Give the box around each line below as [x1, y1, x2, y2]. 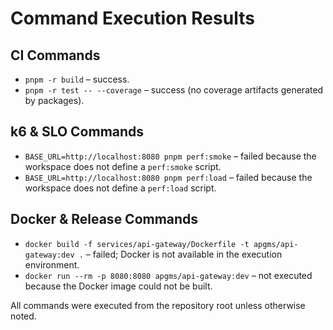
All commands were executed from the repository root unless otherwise [10, 299, 306, 311]
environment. [24, 258, 80, 271]
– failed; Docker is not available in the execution [85, 248, 283, 260]
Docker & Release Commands [10, 211, 199, 228]
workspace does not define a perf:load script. [24, 182, 217, 194]
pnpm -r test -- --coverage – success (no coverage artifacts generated [24, 84, 324, 96]
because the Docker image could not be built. [24, 280, 213, 292]
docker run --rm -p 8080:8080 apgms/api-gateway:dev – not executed [24, 269, 313, 281]
